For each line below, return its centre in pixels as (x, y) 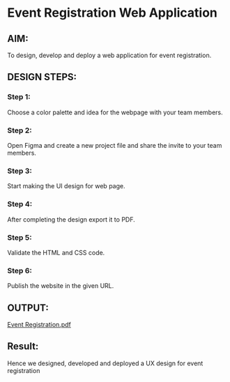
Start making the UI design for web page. (66, 186)
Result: (23, 346)
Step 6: (20, 270)
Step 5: (20, 237)
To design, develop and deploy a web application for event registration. (109, 55)
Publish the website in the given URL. (61, 286)
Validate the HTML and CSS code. (56, 252)
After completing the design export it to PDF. (71, 219)
